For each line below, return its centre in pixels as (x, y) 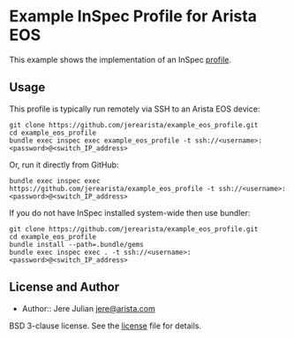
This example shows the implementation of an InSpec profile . (121, 59)
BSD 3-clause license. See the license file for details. (105, 326)
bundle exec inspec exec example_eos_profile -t (100, 140)
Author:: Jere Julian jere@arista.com (89, 308)
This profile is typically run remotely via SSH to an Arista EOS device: (135, 109)
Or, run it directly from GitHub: (64, 165)
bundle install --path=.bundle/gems (76, 244)
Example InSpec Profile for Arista (133, 16)
